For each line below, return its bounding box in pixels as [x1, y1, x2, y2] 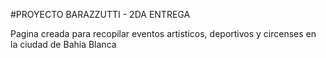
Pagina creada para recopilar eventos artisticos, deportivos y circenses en [10, 28, 317, 39]
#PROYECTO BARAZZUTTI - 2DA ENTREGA [10, 9, 191, 20]
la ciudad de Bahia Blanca [10, 39, 117, 50]
